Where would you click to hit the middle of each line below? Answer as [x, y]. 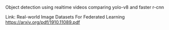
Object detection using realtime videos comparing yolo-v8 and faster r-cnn [85, 7]
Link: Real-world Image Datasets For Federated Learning [65, 17]
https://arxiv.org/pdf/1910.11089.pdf [43, 22]
